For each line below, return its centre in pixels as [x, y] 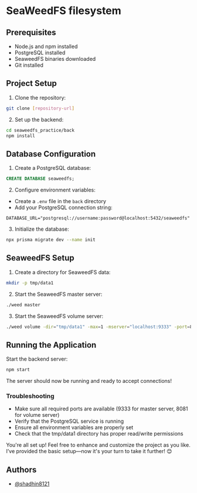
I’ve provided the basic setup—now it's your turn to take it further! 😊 [89, 451]
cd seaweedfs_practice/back [40, 130]
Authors [21, 470]
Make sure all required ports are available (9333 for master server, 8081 [101, 409]
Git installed [29, 65]
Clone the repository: [40, 97]
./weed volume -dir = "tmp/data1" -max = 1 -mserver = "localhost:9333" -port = [98, 327]
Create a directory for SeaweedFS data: [62, 272]
